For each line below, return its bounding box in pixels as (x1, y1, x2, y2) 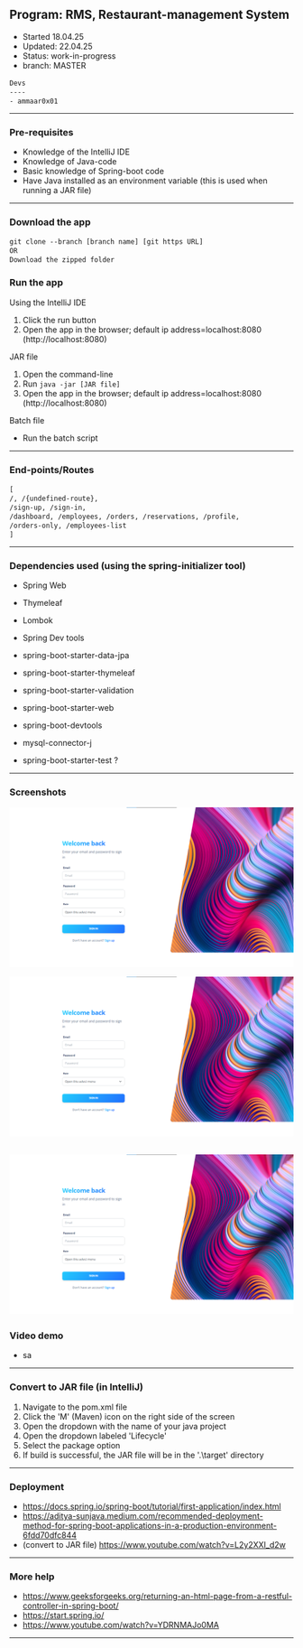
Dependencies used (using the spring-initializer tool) (9, 559, 246, 572)
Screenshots (9, 786, 67, 798)
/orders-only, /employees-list (9, 521, 127, 530)
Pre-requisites (9, 126, 74, 138)
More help (9, 1570, 55, 1583)
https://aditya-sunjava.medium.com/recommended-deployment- (22, 1510, 263, 1521)
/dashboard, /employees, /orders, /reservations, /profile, (9, 512, 241, 521)
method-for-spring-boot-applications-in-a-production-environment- (22, 1520, 278, 1531)
